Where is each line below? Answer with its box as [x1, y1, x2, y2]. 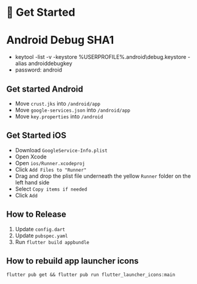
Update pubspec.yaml [15, 232, 68, 239]
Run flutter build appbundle [15, 238, 89, 245]
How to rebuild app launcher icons [6, 255, 139, 266]
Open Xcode [15, 153, 47, 160]
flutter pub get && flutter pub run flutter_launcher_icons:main [6, 272, 175, 278]
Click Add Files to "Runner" [15, 166, 87, 173]
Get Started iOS [6, 130, 67, 141]
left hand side [15, 178, 50, 186]
